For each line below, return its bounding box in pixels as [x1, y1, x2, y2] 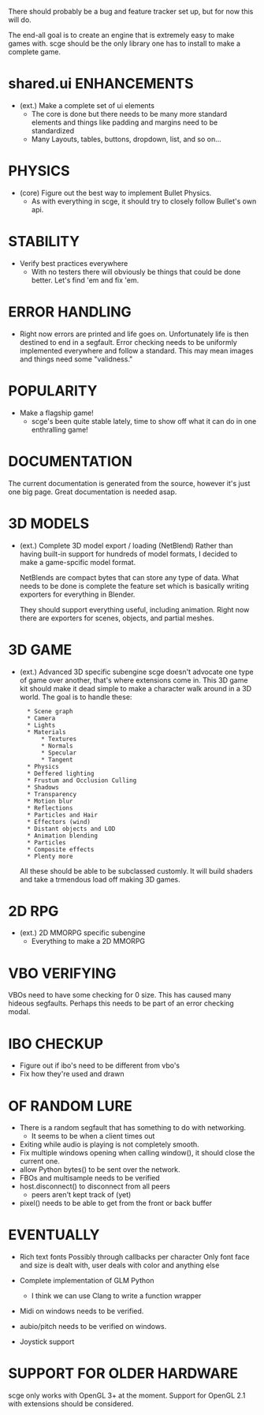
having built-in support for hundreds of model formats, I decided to [19, 548, 238, 559]
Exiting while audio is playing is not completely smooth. [19, 1140, 199, 1149]
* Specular [40, 749, 77, 757]
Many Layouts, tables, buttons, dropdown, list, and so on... [31, 134, 222, 144]
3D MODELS [8, 515, 89, 532]
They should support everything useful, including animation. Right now [19, 605, 250, 614]
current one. [19, 1156, 61, 1166]
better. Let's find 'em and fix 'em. [31, 275, 139, 285]
